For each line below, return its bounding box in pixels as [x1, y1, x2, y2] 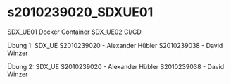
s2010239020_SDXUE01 [7, 4, 154, 20]
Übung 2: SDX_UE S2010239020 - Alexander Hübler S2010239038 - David [7, 62, 225, 71]
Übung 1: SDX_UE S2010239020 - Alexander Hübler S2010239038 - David [7, 41, 223, 49]
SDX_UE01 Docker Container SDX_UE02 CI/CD [7, 28, 142, 36]
